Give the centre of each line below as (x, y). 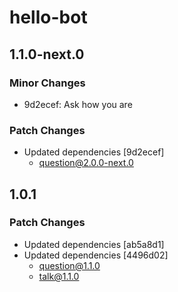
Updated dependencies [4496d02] (96, 255)
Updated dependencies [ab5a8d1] (94, 244)
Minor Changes (47, 83)
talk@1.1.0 (59, 276)
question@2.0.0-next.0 (86, 163)
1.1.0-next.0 (47, 54)
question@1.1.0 (69, 265)
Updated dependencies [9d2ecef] (94, 152)
